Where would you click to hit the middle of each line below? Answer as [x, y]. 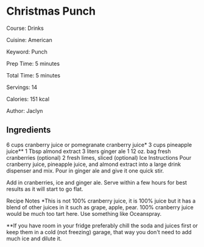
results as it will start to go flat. [45, 189]
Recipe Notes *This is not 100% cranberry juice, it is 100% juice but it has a [101, 201]
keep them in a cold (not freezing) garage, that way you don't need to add [99, 232]
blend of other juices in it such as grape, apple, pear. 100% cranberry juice [100, 207]
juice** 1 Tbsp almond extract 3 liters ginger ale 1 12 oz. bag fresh [89, 151]
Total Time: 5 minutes [33, 75]
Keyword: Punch [27, 52]
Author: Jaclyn [25, 110]
